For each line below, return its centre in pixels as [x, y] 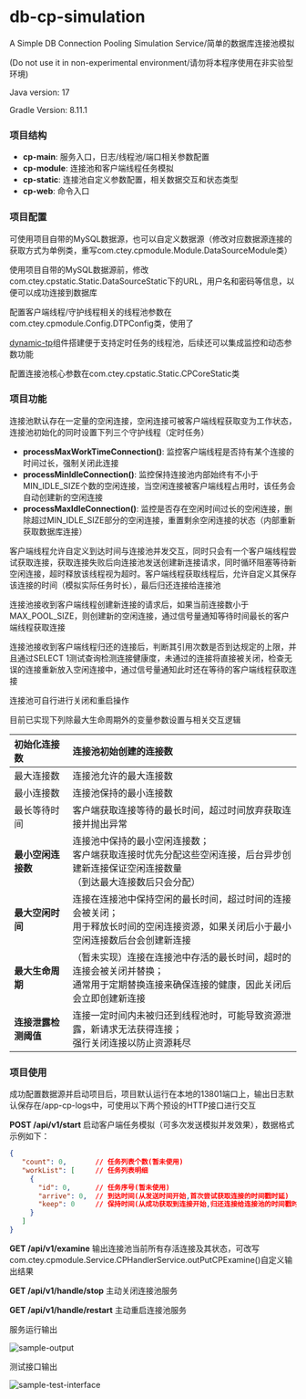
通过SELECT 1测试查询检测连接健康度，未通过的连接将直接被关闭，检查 [151, 658]
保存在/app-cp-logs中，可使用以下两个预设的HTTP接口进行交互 [137, 1105]
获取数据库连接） [55, 531]
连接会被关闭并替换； [118, 971]
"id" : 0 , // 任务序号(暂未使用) [104, 1187]
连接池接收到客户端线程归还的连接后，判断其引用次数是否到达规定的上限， [149, 646]
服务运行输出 [33, 1329]
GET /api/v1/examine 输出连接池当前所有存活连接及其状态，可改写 [134, 1248]
